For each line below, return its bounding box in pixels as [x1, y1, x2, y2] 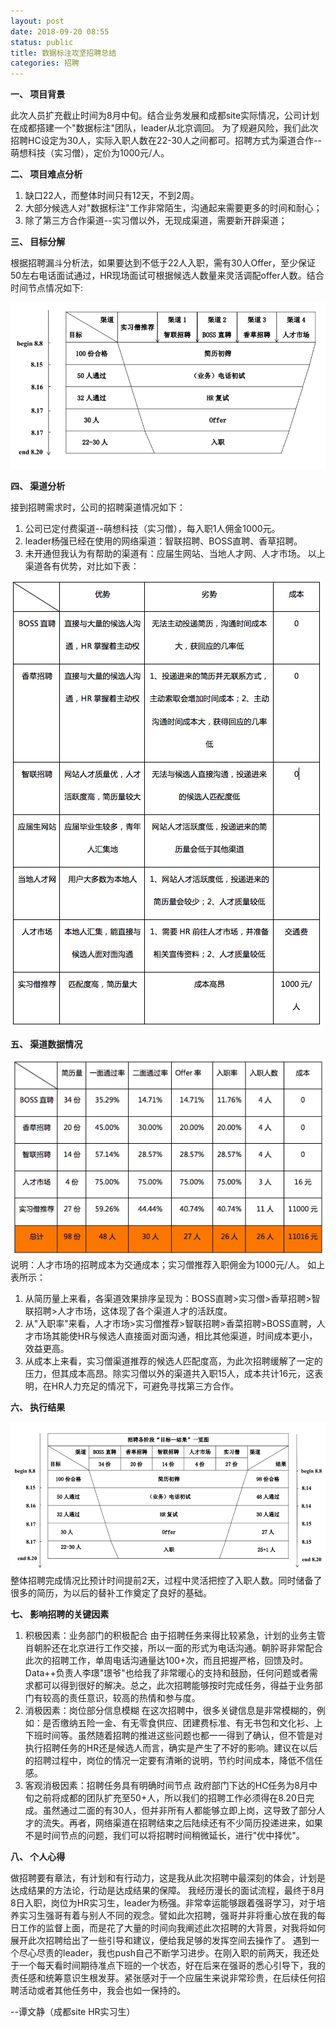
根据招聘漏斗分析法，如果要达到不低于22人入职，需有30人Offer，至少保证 [10, 257, 317, 269]
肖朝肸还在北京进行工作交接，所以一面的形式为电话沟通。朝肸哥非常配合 [24, 1642, 323, 1654]
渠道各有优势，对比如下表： [24, 560, 140, 572]
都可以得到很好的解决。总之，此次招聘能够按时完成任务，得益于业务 [33, 1680, 315, 1692]
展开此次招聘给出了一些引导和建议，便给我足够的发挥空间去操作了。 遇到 [10, 1935, 311, 1947]
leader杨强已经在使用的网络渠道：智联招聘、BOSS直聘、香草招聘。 [24, 535, 303, 547]
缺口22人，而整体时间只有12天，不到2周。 [24, 190, 200, 202]
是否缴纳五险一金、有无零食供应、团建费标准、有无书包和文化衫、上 [42, 1717, 323, 1729]
